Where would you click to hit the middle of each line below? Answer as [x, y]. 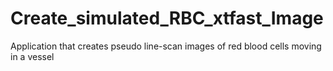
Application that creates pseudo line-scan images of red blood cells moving [166, 46]
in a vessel [32, 56]
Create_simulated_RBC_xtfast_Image [167, 18]
